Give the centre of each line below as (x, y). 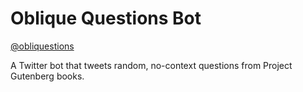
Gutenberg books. (47, 76)
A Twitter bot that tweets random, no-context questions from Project (151, 65)
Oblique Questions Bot (106, 18)
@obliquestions (42, 46)
